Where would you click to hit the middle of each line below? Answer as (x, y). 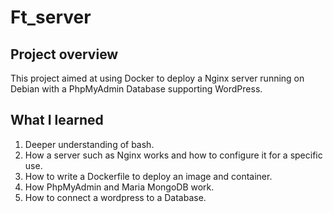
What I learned (57, 120)
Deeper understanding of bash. (89, 144)
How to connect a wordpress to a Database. (115, 197)
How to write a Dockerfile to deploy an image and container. (148, 176)
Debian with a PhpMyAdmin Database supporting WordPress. (136, 89)
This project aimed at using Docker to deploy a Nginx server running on (157, 78)
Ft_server (51, 17)
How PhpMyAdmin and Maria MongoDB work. (119, 187)
